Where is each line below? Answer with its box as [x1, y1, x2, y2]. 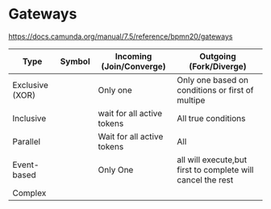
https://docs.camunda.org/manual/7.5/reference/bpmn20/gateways [8, 31, 233, 41]
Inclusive [12, 112, 47, 123]
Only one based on [177, 74, 248, 86]
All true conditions [177, 112, 246, 123]
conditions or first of [177, 84, 254, 95]
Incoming [115, 50, 152, 61]
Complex [12, 187, 47, 199]
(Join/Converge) [100, 61, 167, 72]
